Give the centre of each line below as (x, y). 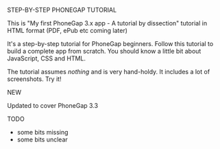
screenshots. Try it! (34, 79)
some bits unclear (42, 139)
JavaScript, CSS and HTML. (47, 58)
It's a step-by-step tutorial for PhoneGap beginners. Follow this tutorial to (110, 44)
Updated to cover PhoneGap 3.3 (52, 105)
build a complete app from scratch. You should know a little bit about (104, 51)
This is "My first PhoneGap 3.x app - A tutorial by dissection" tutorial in (107, 23)
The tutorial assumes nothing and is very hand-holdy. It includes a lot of (109, 72)
